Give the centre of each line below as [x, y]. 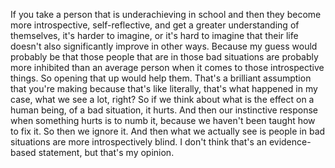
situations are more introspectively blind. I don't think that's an [138, 142]
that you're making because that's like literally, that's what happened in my [164, 88]
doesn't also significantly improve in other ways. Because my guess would [164, 46]
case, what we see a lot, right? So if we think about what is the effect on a [162, 99]
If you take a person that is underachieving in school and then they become [166, 14]
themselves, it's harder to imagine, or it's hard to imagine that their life [154, 35]
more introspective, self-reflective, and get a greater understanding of [155, 25]
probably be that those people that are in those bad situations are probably [164, 57]
